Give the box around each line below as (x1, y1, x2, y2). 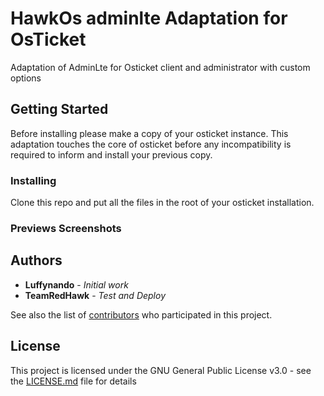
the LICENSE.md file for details (10, 375, 137, 387)
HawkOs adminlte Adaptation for (10, 7, 288, 30)
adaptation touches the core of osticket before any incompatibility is (10, 138, 292, 150)
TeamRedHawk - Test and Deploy (24, 289, 167, 301)
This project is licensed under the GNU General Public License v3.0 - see (10, 364, 312, 376)
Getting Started (10, 101, 109, 118)
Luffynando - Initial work (24, 278, 129, 291)
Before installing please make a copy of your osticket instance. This (10, 127, 289, 139)
